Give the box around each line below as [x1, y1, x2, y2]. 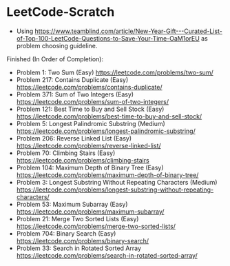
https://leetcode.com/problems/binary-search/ [16, 236, 149, 245]
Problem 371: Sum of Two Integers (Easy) [16, 90, 134, 99]
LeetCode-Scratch [6, 4, 115, 20]
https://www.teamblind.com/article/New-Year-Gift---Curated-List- [34, 27, 223, 35]
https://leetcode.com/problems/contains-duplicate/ [16, 83, 163, 91]
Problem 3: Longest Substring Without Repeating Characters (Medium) [16, 178, 218, 186]
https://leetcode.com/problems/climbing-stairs [16, 156, 149, 164]
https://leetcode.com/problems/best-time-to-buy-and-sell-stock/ [16, 112, 202, 121]
